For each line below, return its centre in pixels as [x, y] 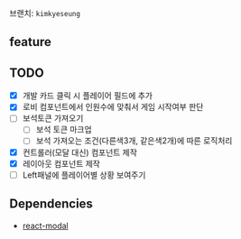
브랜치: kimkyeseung [45, 13]
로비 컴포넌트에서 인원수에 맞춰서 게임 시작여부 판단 [113, 107]
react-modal [46, 225]
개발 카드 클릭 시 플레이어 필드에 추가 [88, 96]
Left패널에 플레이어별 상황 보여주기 [84, 175]
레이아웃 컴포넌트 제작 [61, 163]
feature [31, 42]
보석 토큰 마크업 [64, 130]
